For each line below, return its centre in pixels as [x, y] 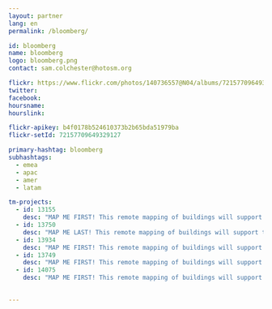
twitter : [23, 90]
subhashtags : [30, 157]
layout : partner [36, 16]
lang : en [23, 24]
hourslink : [27, 113]
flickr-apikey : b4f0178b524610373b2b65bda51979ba [94, 128]
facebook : [25, 98]
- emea [27, 165]
